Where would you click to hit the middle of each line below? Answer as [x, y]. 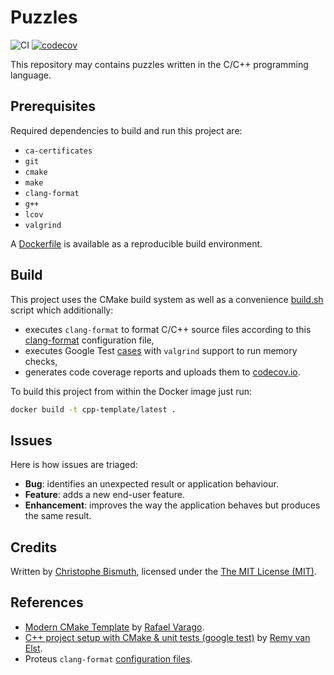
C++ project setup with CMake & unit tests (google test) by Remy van [167, 637]
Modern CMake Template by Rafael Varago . [114, 627]
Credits [34, 547]
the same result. [58, 516]
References [47, 602]
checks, [41, 361]
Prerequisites [53, 106]
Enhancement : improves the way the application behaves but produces [172, 505]
